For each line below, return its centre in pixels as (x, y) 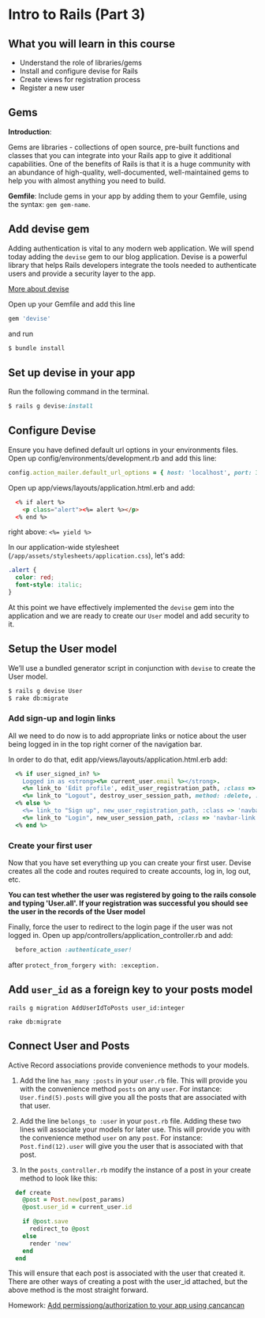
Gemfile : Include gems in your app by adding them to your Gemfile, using (127, 196)
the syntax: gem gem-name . (49, 204)
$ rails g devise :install (50, 406)
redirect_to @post (59, 1229)
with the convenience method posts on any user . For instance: (121, 1089)
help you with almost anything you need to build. (87, 180)
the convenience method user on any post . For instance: (111, 1137)
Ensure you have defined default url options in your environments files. (123, 450)
